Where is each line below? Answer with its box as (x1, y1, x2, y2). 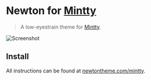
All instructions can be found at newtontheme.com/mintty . (6, 67, 146, 74)
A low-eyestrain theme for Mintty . (20, 23, 101, 30)
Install (6, 51, 29, 62)
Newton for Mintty (6, 4, 97, 18)
